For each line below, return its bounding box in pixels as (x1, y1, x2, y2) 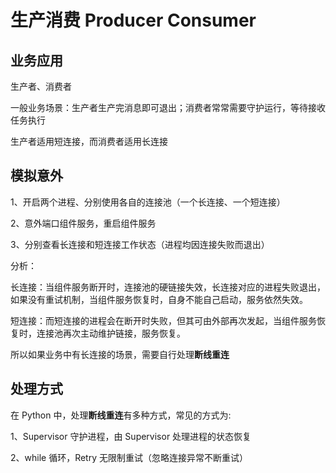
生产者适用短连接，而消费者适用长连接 (10, 136, 168, 147)
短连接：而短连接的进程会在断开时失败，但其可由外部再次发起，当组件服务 (10, 314, 317, 326)
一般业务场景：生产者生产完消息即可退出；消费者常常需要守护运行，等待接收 (10, 102, 326, 113)
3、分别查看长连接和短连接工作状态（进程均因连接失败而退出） (10, 238, 270, 250)
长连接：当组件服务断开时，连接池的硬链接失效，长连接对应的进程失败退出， (10, 281, 326, 293)
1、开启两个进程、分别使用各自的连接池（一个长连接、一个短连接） (10, 196, 286, 208)
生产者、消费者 (10, 81, 72, 92)
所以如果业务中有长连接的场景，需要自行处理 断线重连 (10, 348, 230, 360)
